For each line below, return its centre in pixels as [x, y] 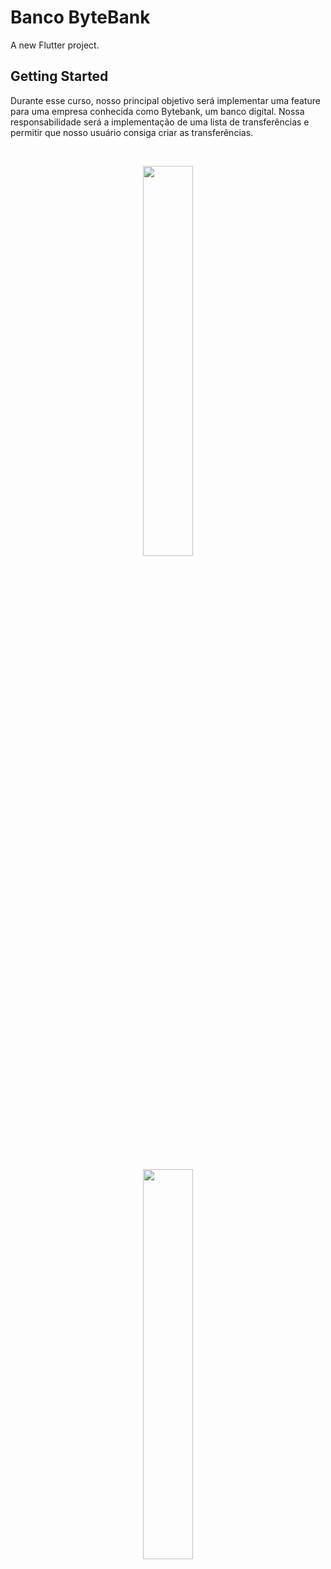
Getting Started [59, 76]
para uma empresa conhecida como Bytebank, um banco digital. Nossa [157, 111]
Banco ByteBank [80, 17]
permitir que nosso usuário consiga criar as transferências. [132, 132]
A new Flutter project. [55, 45]
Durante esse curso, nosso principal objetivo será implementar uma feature [165, 100]
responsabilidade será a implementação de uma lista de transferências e [160, 122]
